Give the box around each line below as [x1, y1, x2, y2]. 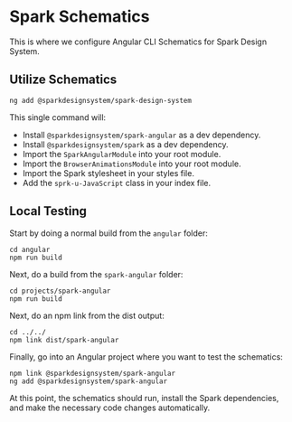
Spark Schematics [9, 6, 150, 27]
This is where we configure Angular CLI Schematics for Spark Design [9, 36, 268, 47]
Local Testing [9, 203, 88, 219]
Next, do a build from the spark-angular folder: [9, 268, 184, 279]
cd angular [9, 245, 51, 254]
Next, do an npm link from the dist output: [9, 310, 165, 321]
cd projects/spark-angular [9, 286, 111, 295]
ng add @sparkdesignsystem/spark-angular [9, 377, 168, 386]
